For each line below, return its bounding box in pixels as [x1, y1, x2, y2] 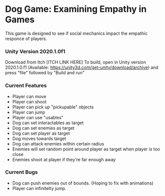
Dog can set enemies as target [12, 125, 75, 131]
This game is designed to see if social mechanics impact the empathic [5, 30, 148, 36]
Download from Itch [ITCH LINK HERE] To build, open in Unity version [5, 59, 146, 65]
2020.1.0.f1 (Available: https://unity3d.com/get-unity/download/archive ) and [5, 64, 159, 70]
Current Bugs [5, 169, 38, 176]
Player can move [12, 93, 47, 99]
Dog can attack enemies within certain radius [12, 141, 104, 147]
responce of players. [5, 36, 47, 42]
